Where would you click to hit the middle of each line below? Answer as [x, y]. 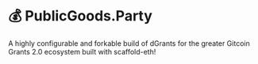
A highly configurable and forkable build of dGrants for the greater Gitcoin [129, 43]
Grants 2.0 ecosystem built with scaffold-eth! [82, 51]
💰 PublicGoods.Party [81, 16]
